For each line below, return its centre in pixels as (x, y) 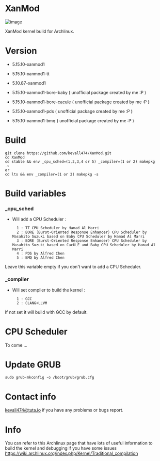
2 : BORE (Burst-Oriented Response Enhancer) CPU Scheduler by (82, 232)
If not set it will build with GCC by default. (47, 312)
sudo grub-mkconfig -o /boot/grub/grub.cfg (50, 378)
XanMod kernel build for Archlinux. (40, 31)
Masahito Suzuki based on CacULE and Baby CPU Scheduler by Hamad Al (84, 245)
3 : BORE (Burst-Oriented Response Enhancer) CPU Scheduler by (82, 241)
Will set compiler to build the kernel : (48, 290)
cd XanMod (15, 157)
